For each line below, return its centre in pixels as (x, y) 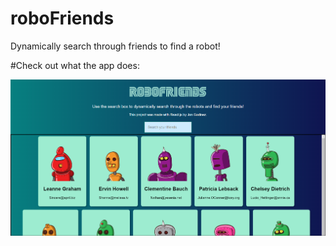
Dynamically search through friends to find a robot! (115, 46)
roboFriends (62, 18)
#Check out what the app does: (75, 65)
